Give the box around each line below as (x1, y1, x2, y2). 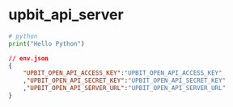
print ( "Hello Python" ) (8, 39, 85, 47)
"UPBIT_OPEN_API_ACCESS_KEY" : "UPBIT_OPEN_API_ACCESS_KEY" (23, 69, 222, 77)
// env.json (8, 54, 49, 62)
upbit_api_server (8, 6, 124, 24)
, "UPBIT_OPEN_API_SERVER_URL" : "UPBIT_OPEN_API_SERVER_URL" (23, 84, 227, 93)
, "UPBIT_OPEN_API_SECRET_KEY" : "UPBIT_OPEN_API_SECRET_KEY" (23, 76, 227, 85)
